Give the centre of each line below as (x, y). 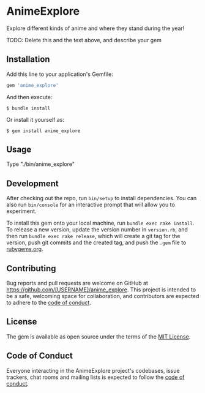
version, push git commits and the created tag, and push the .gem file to (96, 242)
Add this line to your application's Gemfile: (60, 74)
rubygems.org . (25, 249)
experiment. (21, 211)
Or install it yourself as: (35, 119)
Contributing (31, 268)
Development (33, 183)
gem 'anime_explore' (33, 85)
